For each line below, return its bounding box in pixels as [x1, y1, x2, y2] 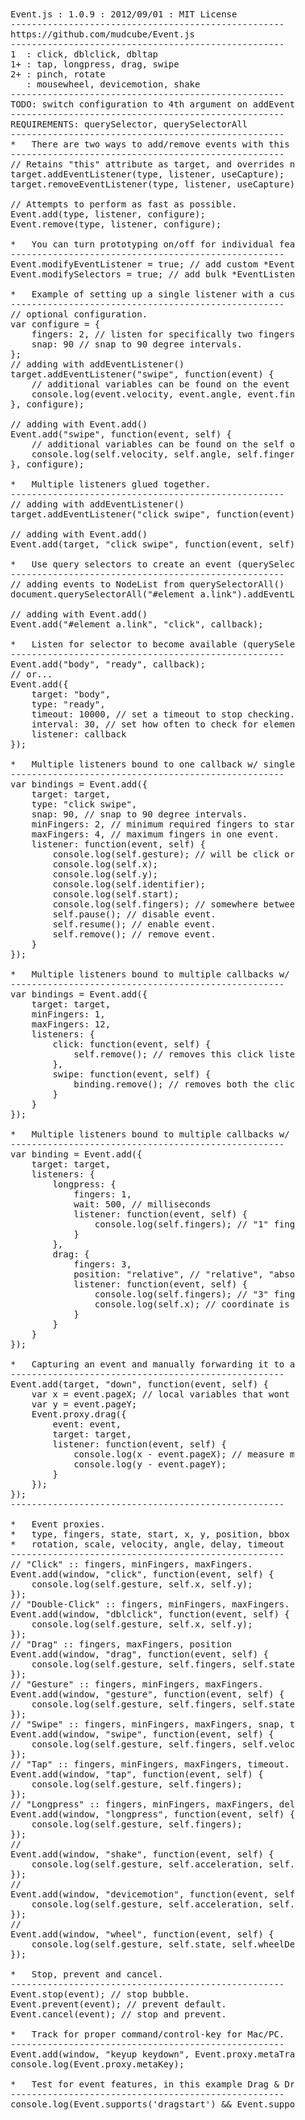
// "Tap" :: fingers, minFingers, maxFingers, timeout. [10, 1759, 290, 1770]
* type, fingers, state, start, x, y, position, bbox [10, 1529, 290, 1540]
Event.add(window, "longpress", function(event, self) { [10, 1809, 296, 1820]
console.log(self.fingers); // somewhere [52, 899, 259, 910]
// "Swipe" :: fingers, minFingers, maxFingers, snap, [10, 1719, 285, 1730]
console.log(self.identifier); [52, 879, 206, 890]
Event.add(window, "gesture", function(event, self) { [10, 1689, 285, 1700]
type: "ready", [31, 699, 106, 710]
